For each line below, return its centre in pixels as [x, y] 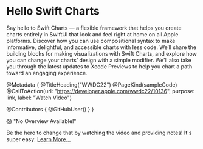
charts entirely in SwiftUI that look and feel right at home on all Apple [92, 34]
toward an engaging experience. [47, 73]
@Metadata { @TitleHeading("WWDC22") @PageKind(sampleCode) [92, 84]
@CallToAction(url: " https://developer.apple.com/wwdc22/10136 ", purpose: [101, 91]
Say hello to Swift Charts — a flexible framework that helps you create [94, 28]
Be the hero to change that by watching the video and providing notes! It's [99, 133]
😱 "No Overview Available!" [42, 121]
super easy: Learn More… [39, 139]
